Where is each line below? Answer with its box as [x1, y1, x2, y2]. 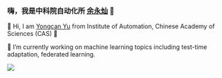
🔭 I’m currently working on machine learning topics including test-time [7, 43, 207, 51]
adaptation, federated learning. [7, 50, 95, 59]
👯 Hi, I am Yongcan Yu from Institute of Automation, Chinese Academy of [7, 22, 215, 30]
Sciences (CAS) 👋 [7, 30, 58, 38]
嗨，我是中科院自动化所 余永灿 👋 [7, 6, 115, 15]
